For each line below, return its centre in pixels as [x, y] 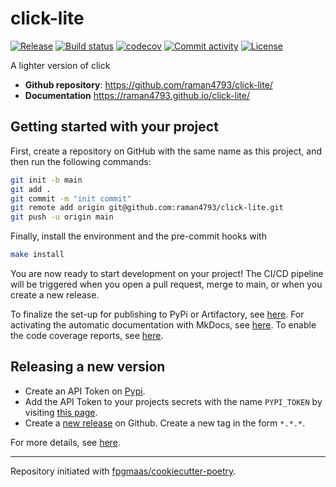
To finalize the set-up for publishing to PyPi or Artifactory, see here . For [157, 314]
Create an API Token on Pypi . [85, 391]
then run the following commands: [81, 161]
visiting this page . [61, 412]
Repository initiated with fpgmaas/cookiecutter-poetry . [123, 471]
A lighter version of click [60, 65]
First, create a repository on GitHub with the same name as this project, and [166, 151]
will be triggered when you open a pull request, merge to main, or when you [166, 284]
